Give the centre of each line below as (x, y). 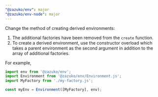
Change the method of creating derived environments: (60, 28)
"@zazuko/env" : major (27, 10)
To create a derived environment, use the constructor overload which (82, 43)
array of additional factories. (41, 53)
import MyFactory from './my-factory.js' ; (49, 81)
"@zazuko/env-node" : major (33, 14)
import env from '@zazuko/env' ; (38, 72)
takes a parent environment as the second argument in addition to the (83, 48)
